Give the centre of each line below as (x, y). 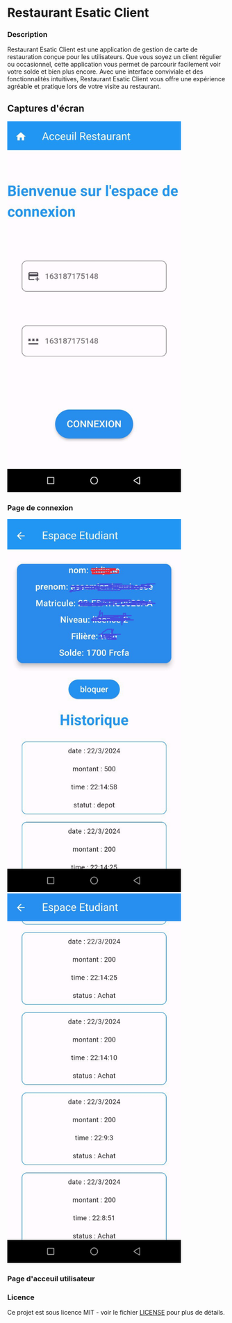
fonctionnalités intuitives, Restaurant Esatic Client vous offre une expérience (116, 79)
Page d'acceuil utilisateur (51, 1279)
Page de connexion (40, 507)
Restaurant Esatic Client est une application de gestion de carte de (102, 49)
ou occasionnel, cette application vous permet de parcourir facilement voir (114, 65)
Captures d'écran (46, 108)
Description (27, 35)
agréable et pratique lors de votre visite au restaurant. (84, 87)
